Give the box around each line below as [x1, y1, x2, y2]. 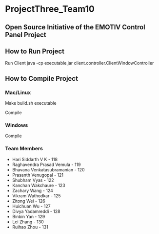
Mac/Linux [5, 89, 31, 96]
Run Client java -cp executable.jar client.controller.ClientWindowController [5, 60, 154, 66]
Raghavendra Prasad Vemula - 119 [12, 162, 81, 167]
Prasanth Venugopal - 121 [12, 172, 64, 178]
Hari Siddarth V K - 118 [12, 156, 58, 162]
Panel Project [5, 30, 46, 39]
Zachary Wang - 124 [12, 187, 54, 193]
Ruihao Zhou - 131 [12, 224, 49, 230]
